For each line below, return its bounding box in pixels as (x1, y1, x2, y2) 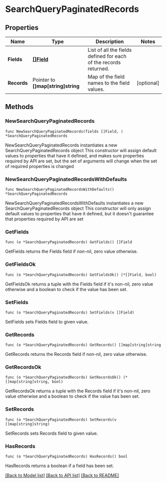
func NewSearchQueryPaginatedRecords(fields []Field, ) (5, 129, 123, 134)
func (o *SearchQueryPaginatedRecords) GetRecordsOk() (5, 375, 121, 380)
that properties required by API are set (5, 216, 83, 222)
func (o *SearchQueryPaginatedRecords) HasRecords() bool (5, 454, 128, 459)
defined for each (87, 53, 127, 59)
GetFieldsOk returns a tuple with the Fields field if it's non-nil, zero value (5, 281, 153, 287)
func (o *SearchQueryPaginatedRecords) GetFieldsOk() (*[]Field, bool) (5, 272, 157, 277)
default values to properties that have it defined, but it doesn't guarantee (5, 210, 154, 216)
